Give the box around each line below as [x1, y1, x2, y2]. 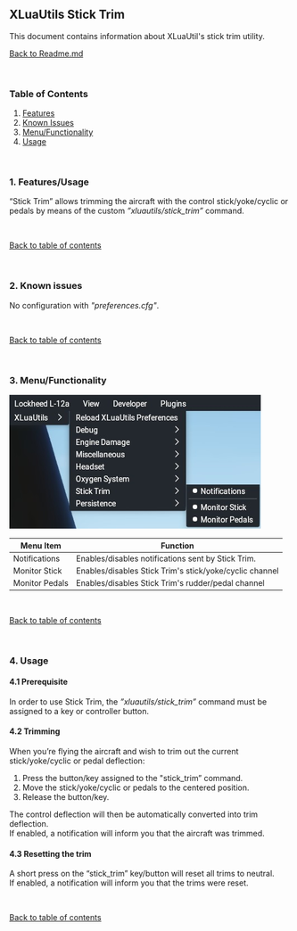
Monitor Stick [12, 565, 62, 576]
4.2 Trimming [9, 726, 61, 737]
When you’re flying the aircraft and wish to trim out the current [9, 746, 239, 757]
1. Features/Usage [9, 176, 89, 188]
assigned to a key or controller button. [9, 705, 150, 716]
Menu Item [21, 540, 62, 551]
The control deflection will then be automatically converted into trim [9, 809, 259, 820]
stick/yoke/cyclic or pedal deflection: [9, 755, 145, 766]
